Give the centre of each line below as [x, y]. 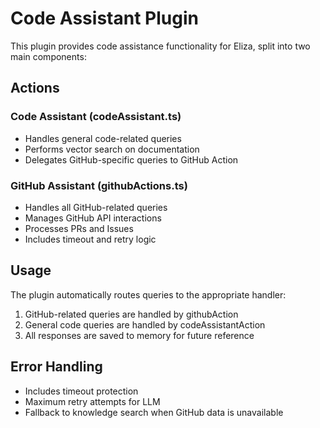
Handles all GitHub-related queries [96, 207]
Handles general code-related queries [103, 138]
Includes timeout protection [81, 391]
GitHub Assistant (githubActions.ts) [99, 185]
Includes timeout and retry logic [90, 239]
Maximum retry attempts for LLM [92, 401]
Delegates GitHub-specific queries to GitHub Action [131, 159]
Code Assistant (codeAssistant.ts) [96, 117]
